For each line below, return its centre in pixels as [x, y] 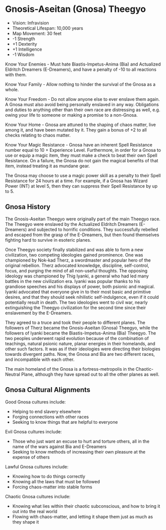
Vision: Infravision [31, 23]
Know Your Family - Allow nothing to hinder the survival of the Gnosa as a [81, 84]
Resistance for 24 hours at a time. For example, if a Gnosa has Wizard [76, 181]
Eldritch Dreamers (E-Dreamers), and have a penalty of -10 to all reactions [81, 69]
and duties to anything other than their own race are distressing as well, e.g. [83, 110]
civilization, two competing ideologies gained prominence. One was [74, 255]
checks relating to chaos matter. [38, 135]
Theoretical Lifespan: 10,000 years [48, 28]
